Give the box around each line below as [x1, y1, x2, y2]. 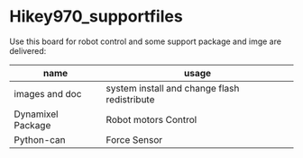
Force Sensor [106, 133, 163, 145]
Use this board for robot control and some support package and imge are [9, 36, 282, 47]
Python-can [14, 133, 66, 145]
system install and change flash [106, 82, 240, 94]
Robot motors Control [106, 113, 197, 126]
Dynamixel [14, 108, 59, 120]
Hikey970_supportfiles [9, 6, 183, 27]
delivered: [9, 45, 47, 56]
